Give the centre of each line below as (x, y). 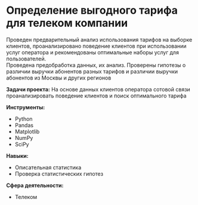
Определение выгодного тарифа (92, 10)
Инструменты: (26, 107)
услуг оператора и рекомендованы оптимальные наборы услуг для (92, 52)
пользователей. (26, 59)
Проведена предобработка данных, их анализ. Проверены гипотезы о (96, 65)
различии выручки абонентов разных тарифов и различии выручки (92, 71)
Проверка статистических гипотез (59, 173)
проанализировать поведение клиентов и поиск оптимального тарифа (96, 96)
